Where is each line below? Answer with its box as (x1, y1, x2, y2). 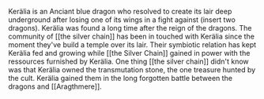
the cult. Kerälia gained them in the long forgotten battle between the (8, 74, 233, 82)
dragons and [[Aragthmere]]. (8, 82, 103, 91)
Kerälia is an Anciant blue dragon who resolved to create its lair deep (8, 7, 232, 16)
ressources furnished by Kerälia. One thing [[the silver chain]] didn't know (8, 57, 249, 66)
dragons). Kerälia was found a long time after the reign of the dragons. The (8, 24, 252, 32)
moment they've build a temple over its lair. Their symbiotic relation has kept (8, 40, 257, 49)
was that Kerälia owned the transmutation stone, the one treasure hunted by (8, 65, 256, 74)
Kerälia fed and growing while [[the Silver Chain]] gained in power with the (8, 49, 251, 57)
